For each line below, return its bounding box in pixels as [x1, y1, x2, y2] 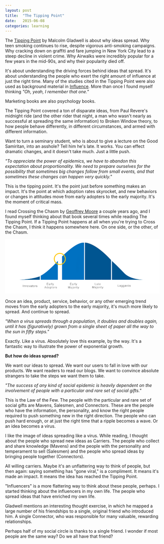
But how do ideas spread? [5, 353, 59, 359]
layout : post [5, 8, 32, 13]
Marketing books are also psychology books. [5, 98, 96, 104]
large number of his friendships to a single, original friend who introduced [5, 508, 154, 514]
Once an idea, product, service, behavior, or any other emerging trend [5, 299, 146, 304]
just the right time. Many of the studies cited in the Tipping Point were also [5, 79, 155, 84]
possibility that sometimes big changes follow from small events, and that [5, 168, 154, 174]
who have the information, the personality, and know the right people [5, 408, 144, 413]
